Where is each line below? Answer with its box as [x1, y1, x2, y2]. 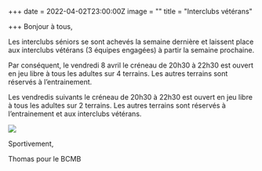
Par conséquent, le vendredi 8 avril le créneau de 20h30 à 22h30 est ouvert [8, 60, 253, 70]
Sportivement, [8, 139, 54, 148]
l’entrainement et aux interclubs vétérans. [8, 109, 142, 118]
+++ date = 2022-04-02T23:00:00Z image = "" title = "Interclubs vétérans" [8, 7, 253, 16]
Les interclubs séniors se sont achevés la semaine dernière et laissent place [8, 37, 254, 46]
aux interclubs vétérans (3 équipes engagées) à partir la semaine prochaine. [8, 45, 255, 54]
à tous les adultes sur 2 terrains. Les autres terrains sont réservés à [8, 101, 226, 110]
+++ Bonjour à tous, [8, 22, 73, 31]
